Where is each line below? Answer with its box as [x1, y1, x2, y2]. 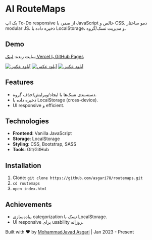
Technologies [5, 117, 49, 125]
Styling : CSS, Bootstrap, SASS [12, 141, 77, 147]
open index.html [12, 186, 47, 192]
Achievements [5, 200, 52, 209]
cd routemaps [12, 181, 40, 186]
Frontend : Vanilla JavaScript [12, 130, 72, 136]
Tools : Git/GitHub [12, 147, 49, 153]
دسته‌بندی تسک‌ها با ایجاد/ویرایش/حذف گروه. [12, 91, 97, 97]
